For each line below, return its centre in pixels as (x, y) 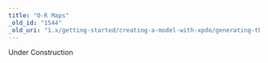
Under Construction (41, 53)
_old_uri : (25, 30)
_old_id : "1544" (35, 23)
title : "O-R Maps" (39, 15)
